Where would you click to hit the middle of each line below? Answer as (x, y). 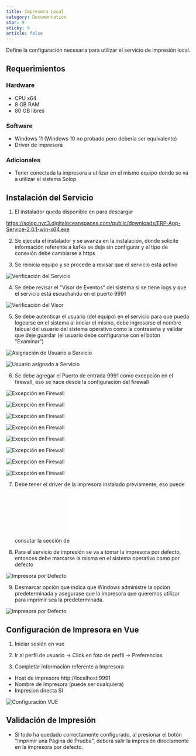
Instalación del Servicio (50, 198)
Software (20, 126)
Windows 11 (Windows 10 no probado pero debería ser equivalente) (96, 139)
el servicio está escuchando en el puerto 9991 (70, 294)
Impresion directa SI (39, 691)
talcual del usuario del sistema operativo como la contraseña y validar (99, 329)
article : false (25, 34)
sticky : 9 (18, 28)
